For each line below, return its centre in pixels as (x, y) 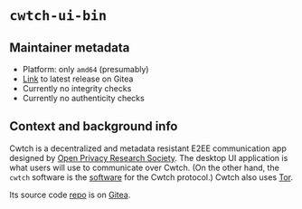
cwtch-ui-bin (58, 16)
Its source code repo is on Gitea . (70, 195)
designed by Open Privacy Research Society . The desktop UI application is (149, 157)
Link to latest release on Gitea (78, 79)
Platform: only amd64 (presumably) (85, 69)
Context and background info (94, 126)
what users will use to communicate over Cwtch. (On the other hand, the (145, 167)
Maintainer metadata (70, 47)
